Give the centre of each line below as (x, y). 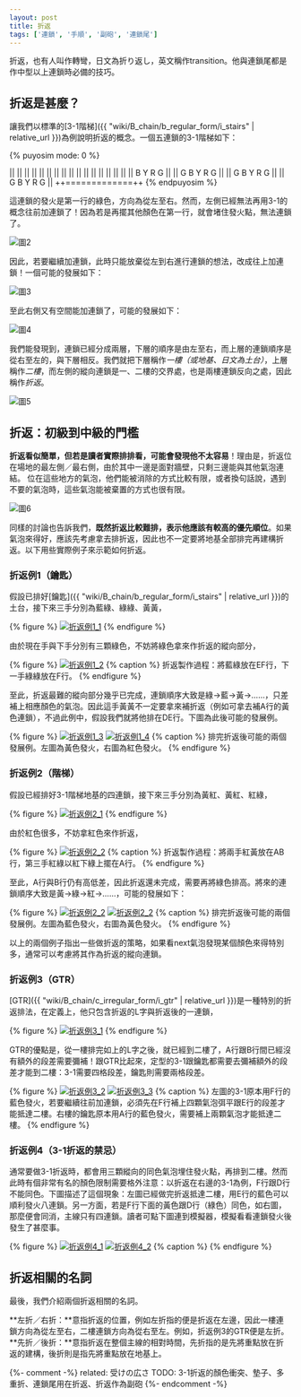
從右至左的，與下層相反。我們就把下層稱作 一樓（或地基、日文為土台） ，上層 (149, 360)
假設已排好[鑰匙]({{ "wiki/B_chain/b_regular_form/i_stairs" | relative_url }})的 (149, 596)
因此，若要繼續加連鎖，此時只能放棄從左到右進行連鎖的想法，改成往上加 (142, 262)
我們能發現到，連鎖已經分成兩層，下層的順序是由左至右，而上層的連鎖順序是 (150, 349)
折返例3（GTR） (45, 979)
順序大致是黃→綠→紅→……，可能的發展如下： (102, 893)
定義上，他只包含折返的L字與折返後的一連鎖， (133, 1011)
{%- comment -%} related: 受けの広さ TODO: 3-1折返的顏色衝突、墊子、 (143, 1372)
